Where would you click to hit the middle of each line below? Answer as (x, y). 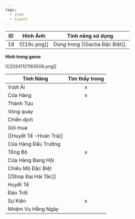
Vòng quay (21, 111)
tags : (11, 10)
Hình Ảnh (34, 36)
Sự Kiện (17, 201)
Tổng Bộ (18, 152)
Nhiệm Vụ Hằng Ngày (33, 209)
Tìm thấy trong (86, 79)
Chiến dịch (21, 119)
